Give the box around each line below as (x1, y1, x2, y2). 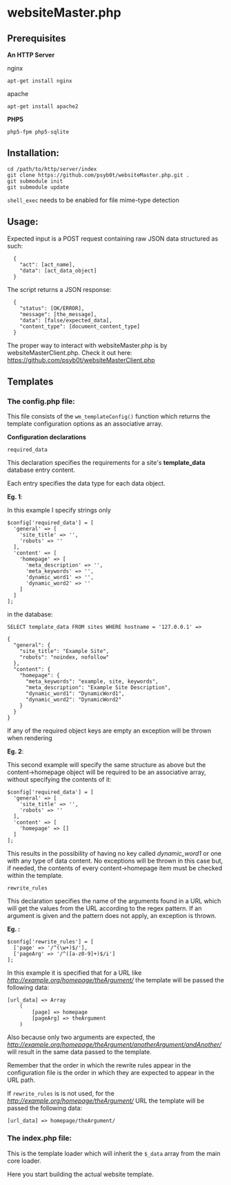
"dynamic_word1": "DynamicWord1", (25, 690, 125, 697)
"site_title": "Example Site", (19, 648, 110, 655)
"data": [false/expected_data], (19, 317, 112, 324)
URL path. (7, 1076, 36, 1084)
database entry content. (7, 466, 76, 475)
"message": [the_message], (19, 311, 97, 318)
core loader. (7, 1157, 41, 1165)
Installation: (7, 147, 60, 159)
